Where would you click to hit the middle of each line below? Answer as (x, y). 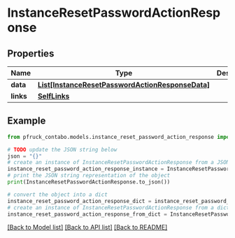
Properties (31, 53)
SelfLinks (54, 96)
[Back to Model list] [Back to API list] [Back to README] (87, 228)
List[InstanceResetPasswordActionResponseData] (124, 85)
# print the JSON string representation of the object (89, 176)
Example (27, 121)
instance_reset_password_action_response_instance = (86, 169)
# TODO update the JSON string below (62, 149)
